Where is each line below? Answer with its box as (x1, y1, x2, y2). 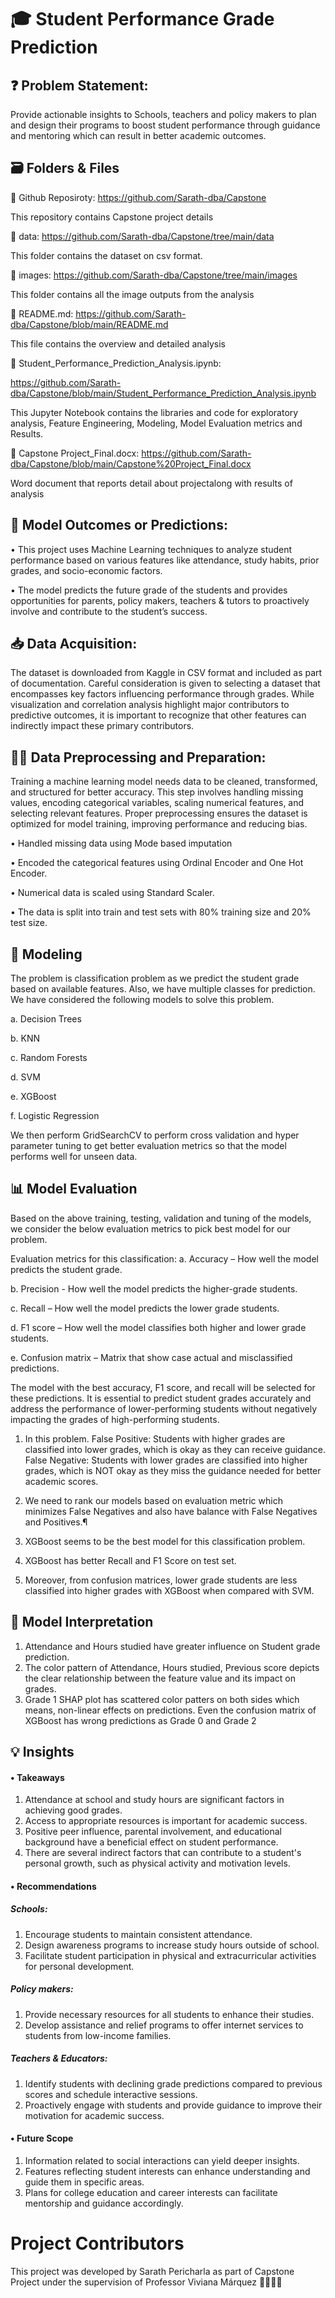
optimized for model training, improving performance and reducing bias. (10, 818, 308, 830)
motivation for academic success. (24, 2109, 165, 2121)
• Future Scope (10, 2132, 74, 2145)
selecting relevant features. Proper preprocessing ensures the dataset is (10, 807, 308, 820)
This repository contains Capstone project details (10, 211, 214, 223)
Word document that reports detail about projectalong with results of (10, 477, 293, 489)
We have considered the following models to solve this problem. (10, 994, 275, 1006)
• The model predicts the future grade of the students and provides (10, 584, 288, 596)
